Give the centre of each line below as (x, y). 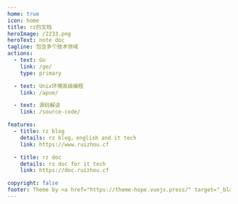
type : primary (41, 73)
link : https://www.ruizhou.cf (65, 144)
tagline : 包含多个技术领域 (43, 47)
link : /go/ (36, 67)
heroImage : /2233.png (39, 34)
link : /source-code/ (50, 112)
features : (22, 125)
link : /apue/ (39, 93)
